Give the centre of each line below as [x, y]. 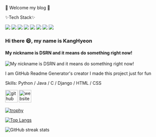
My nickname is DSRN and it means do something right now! [69, 53]
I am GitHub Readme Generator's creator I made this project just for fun [78, 73]
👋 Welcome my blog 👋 [28, 8]
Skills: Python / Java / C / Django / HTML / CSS [53, 83]
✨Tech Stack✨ [20, 17]
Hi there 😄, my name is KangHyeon [49, 41]
